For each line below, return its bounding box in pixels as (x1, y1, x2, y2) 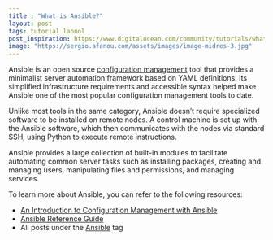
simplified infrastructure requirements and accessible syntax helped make (8, 82, 257, 92)
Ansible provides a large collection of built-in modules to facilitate (8, 148, 228, 158)
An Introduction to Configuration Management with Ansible (19, 205, 218, 216)
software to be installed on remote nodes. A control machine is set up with (8, 115, 258, 124)
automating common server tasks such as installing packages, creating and (8, 156, 262, 167)
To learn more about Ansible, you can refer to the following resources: (8, 190, 243, 199)
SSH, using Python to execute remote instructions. (8, 132, 177, 142)
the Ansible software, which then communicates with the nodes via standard (8, 124, 265, 133)
